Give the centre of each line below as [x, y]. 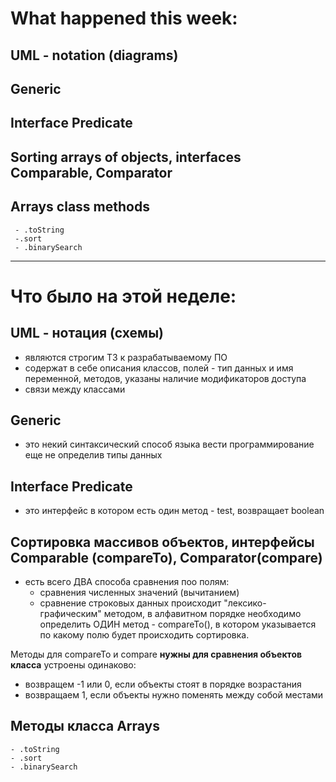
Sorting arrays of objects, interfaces [126, 157]
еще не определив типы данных [93, 455]
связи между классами [75, 389]
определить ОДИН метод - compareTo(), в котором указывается [178, 624]
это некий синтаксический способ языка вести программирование [169, 444]
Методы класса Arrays [85, 726]
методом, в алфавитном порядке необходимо [202, 613]
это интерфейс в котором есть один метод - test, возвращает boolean [174, 511]
